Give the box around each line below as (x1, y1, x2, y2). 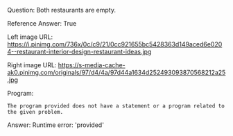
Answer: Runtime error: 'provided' (7, 121, 104, 129)
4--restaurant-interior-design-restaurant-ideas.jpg (7, 48, 152, 56)
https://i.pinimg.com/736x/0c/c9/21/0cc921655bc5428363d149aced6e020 (7, 40, 223, 48)
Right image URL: (7, 61, 57, 69)
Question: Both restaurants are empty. (7, 6, 116, 14)
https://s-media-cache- (58, 61, 126, 69)
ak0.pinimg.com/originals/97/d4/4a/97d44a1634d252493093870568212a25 (7, 69, 226, 76)
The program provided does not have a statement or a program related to (7, 103, 225, 110)
